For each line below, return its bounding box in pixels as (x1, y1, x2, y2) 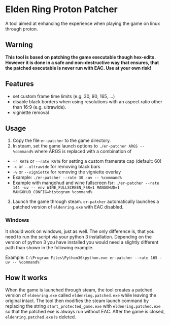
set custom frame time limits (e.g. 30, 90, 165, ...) (12, 93, 115, 99)
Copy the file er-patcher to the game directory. (12, 137, 111, 143)
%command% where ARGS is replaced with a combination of (12, 149, 132, 155)
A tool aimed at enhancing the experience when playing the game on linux (5, 20, 160, 26)
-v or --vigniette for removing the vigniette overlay (12, 169, 121, 175)
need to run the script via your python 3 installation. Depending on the (5, 233, 152, 240)
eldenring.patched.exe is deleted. (5, 314, 76, 320)
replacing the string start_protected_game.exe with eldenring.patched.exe (5, 303, 161, 309)
